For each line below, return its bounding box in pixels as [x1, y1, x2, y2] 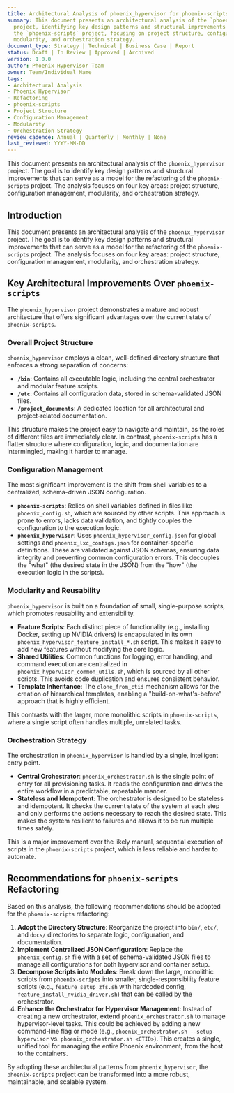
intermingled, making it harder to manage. [7, 448, 127, 456]
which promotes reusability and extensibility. [7, 609, 136, 617]
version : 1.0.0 [7, 56, 52, 63]
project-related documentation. [17, 411, 107, 420]
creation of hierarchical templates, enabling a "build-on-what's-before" [17, 689, 222, 698]
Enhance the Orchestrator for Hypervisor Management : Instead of [17, 1004, 212, 1013]
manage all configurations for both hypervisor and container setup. [17, 960, 210, 968]
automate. [7, 852, 36, 860]
